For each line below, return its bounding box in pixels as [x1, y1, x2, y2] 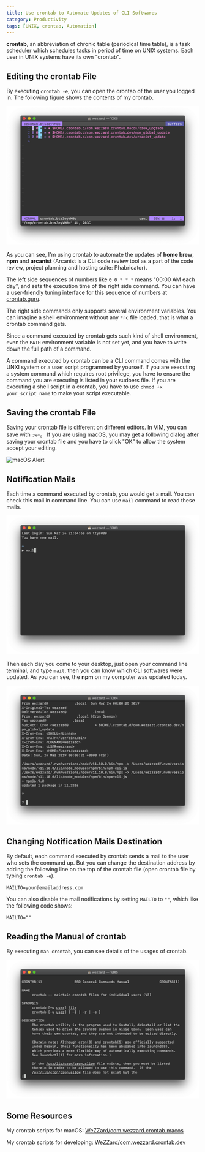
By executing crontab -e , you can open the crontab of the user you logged [6, 88, 195, 95]
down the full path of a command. [6, 345, 92, 352]
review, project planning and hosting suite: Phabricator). [6, 264, 147, 271]
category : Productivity [6, 16, 67, 23]
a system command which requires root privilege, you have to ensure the [6, 370, 191, 377]
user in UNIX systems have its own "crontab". [6, 53, 121, 61]
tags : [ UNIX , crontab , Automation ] [6, 23, 97, 29]
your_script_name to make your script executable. [6, 390, 132, 397]
